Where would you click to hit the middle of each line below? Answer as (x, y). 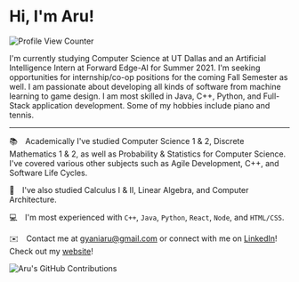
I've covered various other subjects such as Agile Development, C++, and (144, 163)
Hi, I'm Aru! (52, 16)
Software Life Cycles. (48, 173)
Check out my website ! (51, 251)
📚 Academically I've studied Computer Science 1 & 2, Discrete (127, 141)
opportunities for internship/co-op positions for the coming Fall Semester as (149, 77)
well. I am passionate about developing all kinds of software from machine (145, 86)
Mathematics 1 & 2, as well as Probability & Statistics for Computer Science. (148, 154)
